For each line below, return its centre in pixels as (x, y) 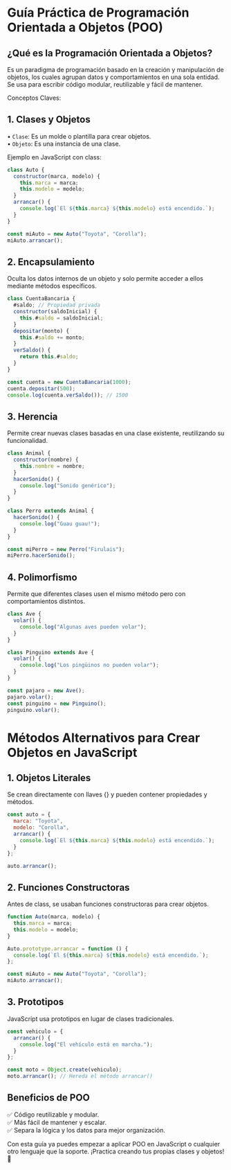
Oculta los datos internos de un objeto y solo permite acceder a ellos (105, 279)
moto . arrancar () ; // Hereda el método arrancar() (80, 1076)
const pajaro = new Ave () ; (46, 690)
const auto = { (29, 815)
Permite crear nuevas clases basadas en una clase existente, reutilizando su (116, 433)
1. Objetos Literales (49, 778)
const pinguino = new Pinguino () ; (57, 704)
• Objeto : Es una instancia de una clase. (64, 143)
